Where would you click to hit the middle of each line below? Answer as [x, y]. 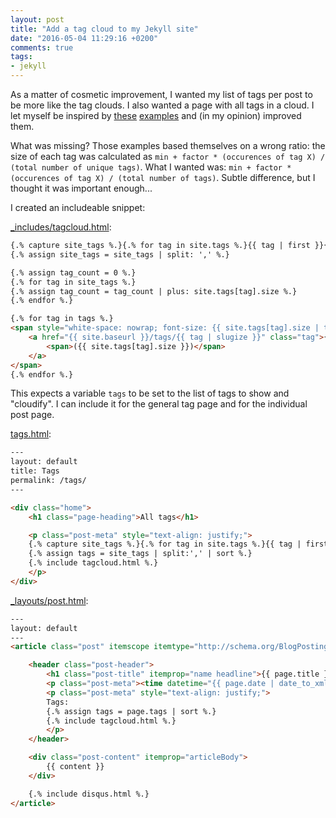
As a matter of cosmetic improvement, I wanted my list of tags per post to [161, 94]
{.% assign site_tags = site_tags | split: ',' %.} [120, 254]
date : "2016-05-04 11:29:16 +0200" [84, 38]
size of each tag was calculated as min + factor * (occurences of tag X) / [168, 156]
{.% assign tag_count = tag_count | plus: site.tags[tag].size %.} [154, 291]
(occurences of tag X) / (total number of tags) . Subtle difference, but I [163, 177]
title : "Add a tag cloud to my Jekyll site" [104, 29]
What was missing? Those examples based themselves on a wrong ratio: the [168, 145]
